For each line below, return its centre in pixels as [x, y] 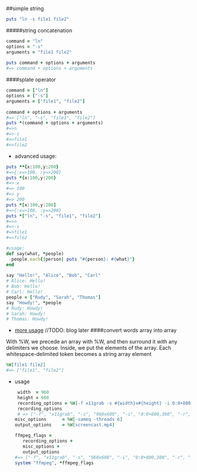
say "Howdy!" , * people [34, 303]
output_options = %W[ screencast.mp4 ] [64, 425]
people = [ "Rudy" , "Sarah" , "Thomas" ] [53, 297]
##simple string [25, 9]
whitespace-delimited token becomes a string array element [79, 354]
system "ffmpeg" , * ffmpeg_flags [54, 463]
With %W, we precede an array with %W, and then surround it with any [92, 342]
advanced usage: [35, 156]
